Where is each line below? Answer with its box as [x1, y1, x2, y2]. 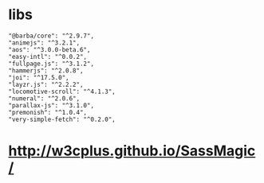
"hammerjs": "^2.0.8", [8, 66, 84, 75]
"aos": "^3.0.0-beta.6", [8, 45, 91, 53]
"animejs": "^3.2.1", [8, 38, 81, 47]
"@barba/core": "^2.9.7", [8, 32, 94, 40]
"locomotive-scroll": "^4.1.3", [8, 88, 116, 95]
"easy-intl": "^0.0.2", [8, 53, 88, 60]
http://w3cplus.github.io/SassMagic [8, 142, 256, 160]
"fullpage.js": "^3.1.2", [8, 60, 94, 68]
